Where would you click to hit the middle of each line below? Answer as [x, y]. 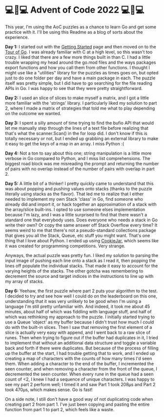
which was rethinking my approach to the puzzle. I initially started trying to [80, 317]
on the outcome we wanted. [33, 113]
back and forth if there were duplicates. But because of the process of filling [82, 348]
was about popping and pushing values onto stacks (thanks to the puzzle [79, 188]
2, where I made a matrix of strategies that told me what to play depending [80, 108]
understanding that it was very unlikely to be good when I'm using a [73, 301]
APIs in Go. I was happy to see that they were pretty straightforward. [74, 88]
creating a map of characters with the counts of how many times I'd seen [79, 358]
